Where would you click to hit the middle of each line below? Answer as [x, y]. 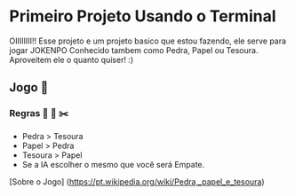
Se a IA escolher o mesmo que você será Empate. [113, 164]
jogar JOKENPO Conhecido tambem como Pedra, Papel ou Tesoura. [134, 50]
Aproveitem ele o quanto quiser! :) [72, 59]
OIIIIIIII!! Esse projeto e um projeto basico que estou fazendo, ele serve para [148, 41]
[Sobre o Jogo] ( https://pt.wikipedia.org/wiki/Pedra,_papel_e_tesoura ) [137, 181]
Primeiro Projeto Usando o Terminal [143, 16]
